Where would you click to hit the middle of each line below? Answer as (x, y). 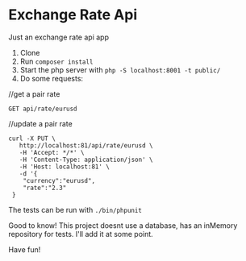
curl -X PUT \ (32, 139)
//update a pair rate (40, 123)
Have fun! (25, 249)
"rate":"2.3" (45, 188)
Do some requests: (51, 78)
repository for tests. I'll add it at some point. (81, 234)
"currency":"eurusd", (59, 180)
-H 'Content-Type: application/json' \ (86, 159)
